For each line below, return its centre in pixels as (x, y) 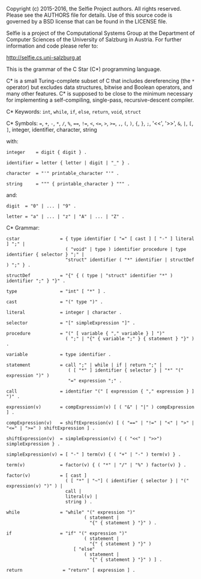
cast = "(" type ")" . (55, 302)
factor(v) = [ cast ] (46, 476)
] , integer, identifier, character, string (52, 130)
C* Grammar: (23, 228)
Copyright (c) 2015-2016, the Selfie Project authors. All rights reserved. (94, 9)
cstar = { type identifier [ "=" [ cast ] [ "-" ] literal (100, 239)
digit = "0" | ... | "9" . (41, 206)
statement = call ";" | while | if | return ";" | (84, 365)
